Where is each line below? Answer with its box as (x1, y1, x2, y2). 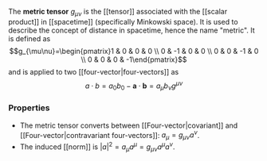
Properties (8, 102, 50, 113)
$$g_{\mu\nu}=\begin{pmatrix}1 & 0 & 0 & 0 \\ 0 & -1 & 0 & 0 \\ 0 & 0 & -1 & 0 (9, 46, 259, 56)
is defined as (8, 33, 51, 43)
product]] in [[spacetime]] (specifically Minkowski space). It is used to (8, 17, 238, 26)
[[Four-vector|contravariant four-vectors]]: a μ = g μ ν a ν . (19, 128, 200, 141)
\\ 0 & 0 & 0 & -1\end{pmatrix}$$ (80, 55, 187, 64)
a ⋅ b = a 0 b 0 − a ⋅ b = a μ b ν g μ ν (84, 79, 183, 92)
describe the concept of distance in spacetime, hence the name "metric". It (8, 25, 255, 35)
